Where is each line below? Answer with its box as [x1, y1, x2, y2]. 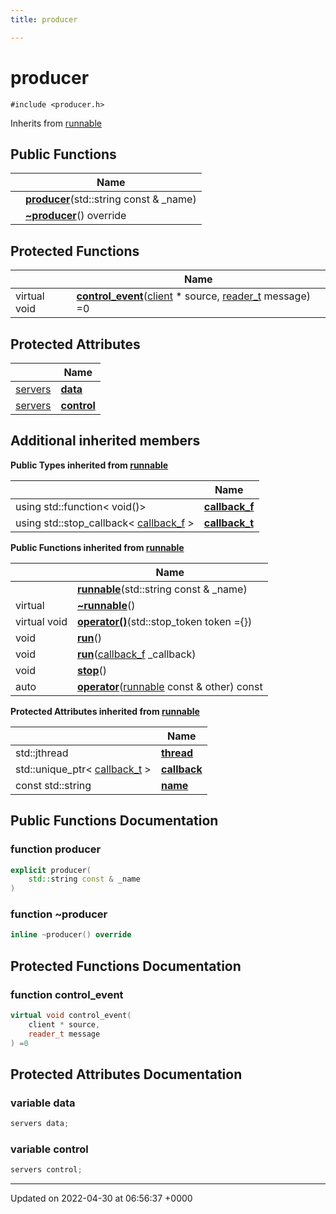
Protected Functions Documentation [10, 957, 242, 975]
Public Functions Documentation [10, 812, 219, 830]
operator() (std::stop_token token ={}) [76, 614, 253, 628]
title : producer [10, 14, 78, 25]
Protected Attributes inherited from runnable [10, 705, 200, 717]
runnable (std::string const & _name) [76, 582, 248, 596]
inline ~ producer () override [10, 930, 132, 940]
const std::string [15, 778, 92, 792]
